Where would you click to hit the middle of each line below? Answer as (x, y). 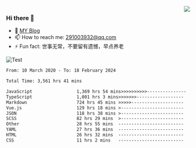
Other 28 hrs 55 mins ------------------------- (95, 124)
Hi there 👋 (20, 18)
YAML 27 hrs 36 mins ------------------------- (95, 130)
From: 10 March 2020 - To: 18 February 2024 (61, 71)
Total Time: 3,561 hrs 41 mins (44, 81)
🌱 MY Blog (27, 31)
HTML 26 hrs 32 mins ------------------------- (95, 135)
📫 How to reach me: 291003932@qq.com (65, 37)
